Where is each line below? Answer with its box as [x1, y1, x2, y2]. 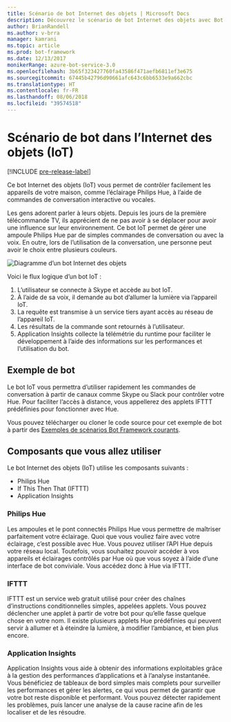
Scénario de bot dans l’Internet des [7, 130, 212, 146]
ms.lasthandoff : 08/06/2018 [7, 94, 88, 101]
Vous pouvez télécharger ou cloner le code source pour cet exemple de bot [7, 418, 222, 426]
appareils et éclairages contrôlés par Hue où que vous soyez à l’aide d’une [7, 554, 219, 562]
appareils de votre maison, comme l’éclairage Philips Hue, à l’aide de [7, 188, 202, 196]
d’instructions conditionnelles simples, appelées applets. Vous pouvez [7, 602, 207, 610]
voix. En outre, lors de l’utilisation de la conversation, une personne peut [7, 238, 212, 246]
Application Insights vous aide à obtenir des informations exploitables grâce [7, 664, 223, 672]
